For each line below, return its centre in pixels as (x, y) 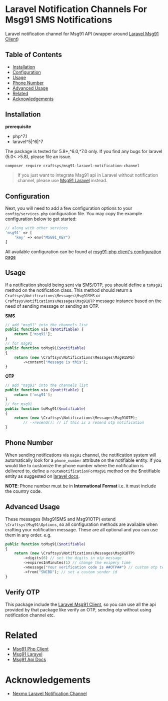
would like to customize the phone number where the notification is (74, 465)
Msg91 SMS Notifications (59, 20)
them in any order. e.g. (28, 535)
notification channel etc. (30, 615)
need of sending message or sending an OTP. (52, 306)
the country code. (23, 491)
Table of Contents (34, 55)
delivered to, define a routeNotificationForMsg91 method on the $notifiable (83, 471)
